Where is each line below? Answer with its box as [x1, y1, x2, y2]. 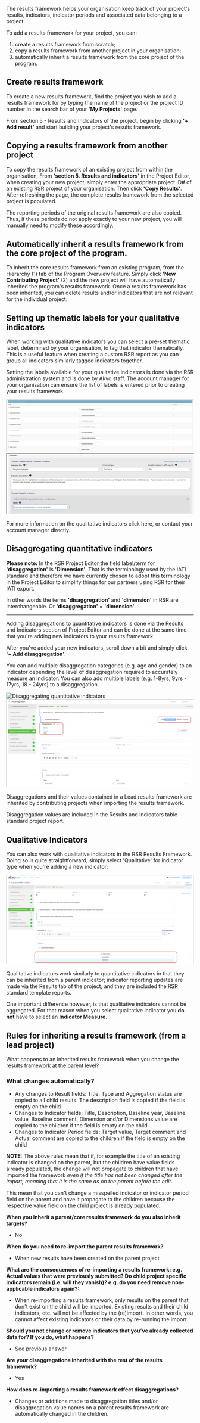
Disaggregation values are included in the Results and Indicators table [6, 811, 177, 818]
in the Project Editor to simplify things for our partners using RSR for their [6, 578, 186, 586]
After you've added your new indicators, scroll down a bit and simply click [6, 644, 187, 651]
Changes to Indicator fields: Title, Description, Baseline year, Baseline [14, 1110, 186, 1117]
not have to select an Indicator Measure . [6, 1013, 107, 1021]
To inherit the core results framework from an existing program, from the [6, 264, 185, 271]
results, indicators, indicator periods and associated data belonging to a [6, 11, 182, 18]
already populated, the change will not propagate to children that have [6, 1165, 179, 1173]
